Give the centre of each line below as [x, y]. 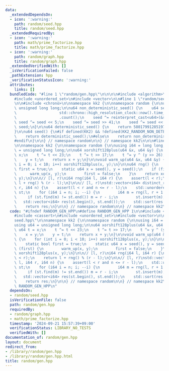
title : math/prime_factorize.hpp [49, 47]
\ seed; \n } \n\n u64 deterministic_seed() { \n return [73, 127]
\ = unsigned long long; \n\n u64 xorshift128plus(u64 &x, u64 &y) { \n [89, 151]
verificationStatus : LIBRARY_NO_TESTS [51, 328]
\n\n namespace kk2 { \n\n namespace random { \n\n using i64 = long [83, 146]
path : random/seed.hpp [38, 24]
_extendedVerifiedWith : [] [38, 66]
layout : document [23, 342]
